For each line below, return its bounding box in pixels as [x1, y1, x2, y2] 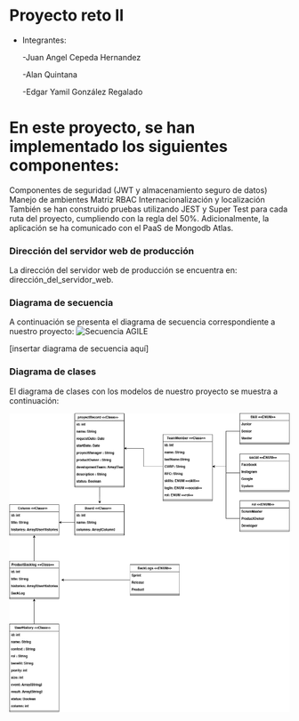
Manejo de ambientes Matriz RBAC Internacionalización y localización [9, 194, 265, 204]
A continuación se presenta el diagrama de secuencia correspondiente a [9, 316, 276, 327]
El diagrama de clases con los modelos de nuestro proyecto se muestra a [9, 386, 279, 397]
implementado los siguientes [9, 137, 229, 156]
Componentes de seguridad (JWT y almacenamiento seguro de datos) [9, 184, 268, 196]
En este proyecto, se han [9, 117, 196, 138]
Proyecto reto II [9, 5, 125, 26]
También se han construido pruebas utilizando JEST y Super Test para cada [9, 204, 288, 214]
